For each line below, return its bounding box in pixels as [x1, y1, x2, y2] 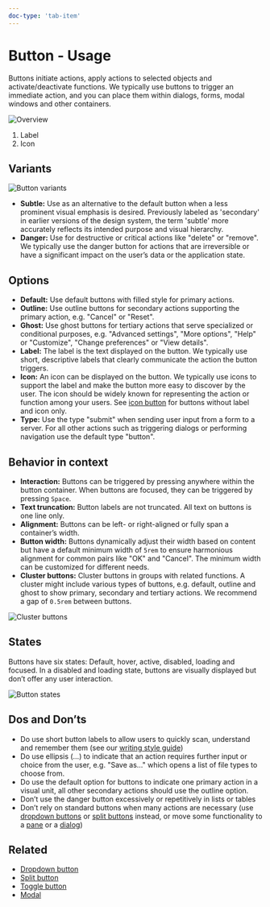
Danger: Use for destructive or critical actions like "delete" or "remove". [19, 233, 260, 242]
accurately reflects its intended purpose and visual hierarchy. [19, 225, 224, 234]
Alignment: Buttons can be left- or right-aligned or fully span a [19, 520, 230, 528]
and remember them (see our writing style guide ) [19, 743, 184, 752]
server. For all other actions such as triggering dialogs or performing [19, 424, 247, 433]
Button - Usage [8, 46, 111, 64]
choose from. [19, 768, 65, 778]
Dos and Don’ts [8, 713, 87, 727]
